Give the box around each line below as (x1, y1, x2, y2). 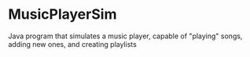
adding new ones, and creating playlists (8, 39, 138, 48)
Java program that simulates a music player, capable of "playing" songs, (8, 31, 243, 41)
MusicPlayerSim (8, 5, 117, 23)
